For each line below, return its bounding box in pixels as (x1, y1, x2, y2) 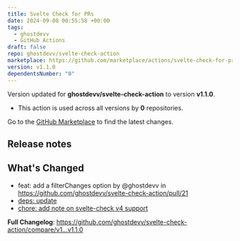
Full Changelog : (7, 217, 55, 226)
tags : (7, 24, 24, 31)
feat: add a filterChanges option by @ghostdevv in (17, 181, 166, 190)
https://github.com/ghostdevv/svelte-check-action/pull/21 (17, 188, 189, 197)
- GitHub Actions (14, 37, 66, 44)
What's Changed (7, 162, 84, 175)
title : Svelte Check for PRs (7, 10, 94, 18)
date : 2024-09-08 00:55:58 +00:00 (7, 17, 111, 24)
